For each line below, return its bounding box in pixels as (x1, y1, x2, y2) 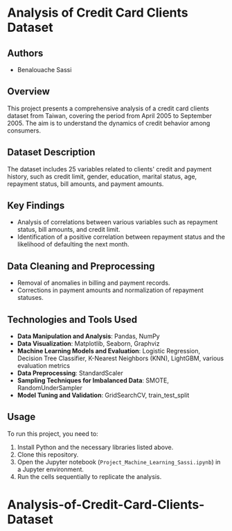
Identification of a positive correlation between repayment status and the (17, 233, 225, 241)
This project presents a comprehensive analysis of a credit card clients (7, 104, 209, 112)
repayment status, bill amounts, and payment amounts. (7, 179, 164, 188)
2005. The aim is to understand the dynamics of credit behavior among (7, 119, 211, 127)
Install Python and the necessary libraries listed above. (17, 443, 174, 451)
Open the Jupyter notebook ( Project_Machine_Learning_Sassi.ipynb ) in (17, 457, 221, 466)
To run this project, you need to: (7, 429, 98, 438)
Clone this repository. (17, 450, 79, 459)
